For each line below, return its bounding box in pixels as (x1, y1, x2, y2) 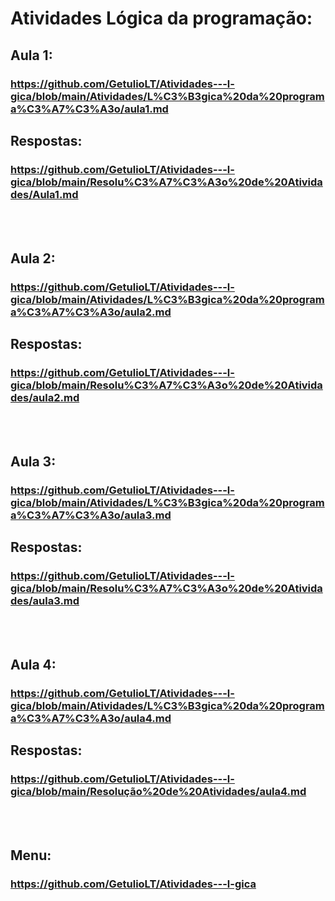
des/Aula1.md (10, 187, 79, 201)
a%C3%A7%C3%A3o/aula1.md (10, 102, 169, 116)
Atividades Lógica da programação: (10, 7, 313, 30)
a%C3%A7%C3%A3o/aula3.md (10, 508, 172, 522)
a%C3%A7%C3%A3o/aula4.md (10, 711, 172, 725)
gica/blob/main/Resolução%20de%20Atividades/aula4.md (10, 784, 307, 798)
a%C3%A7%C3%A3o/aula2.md (10, 305, 172, 319)
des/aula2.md (10, 390, 80, 404)
